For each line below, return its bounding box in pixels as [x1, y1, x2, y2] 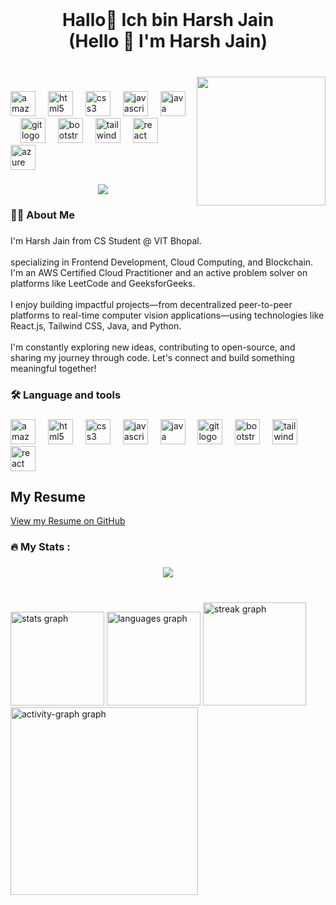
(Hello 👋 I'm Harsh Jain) [68, 30, 268, 53]
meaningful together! [10, 362, 97, 374]
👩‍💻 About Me [10, 208, 75, 222]
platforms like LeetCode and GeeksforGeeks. [10, 277, 196, 289]
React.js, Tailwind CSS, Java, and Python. [10, 319, 182, 332]
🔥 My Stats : [10, 540, 71, 554]
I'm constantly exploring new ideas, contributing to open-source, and [10, 341, 296, 353]
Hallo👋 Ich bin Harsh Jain [61, 9, 275, 32]
